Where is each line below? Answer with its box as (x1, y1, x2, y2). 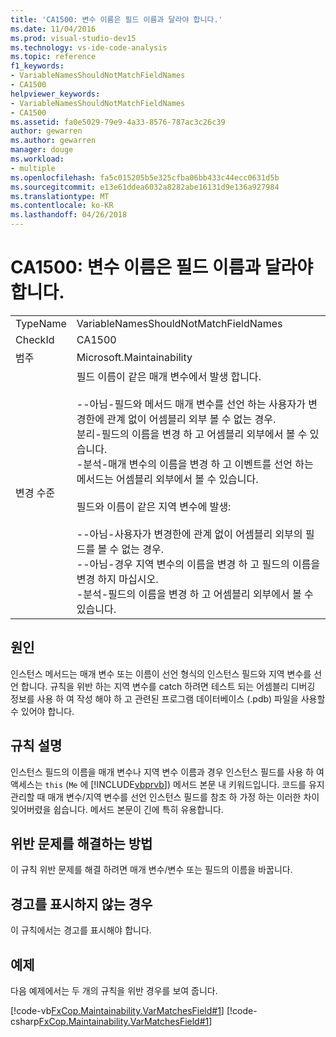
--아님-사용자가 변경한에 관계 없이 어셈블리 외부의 (76, 527, 303, 541)
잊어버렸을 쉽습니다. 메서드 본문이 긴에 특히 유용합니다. (10, 803, 224, 815)
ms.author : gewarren (10, 136, 97, 146)
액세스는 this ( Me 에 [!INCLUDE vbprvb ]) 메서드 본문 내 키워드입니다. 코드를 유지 (10, 778, 325, 790)
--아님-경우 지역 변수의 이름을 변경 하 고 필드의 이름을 (76, 557, 321, 571)
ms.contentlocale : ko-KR (10, 201, 114, 211)
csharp (10, 1016, 40, 1027)
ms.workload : (10, 154, 65, 164)
